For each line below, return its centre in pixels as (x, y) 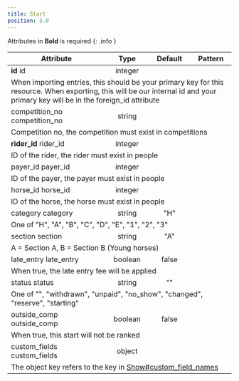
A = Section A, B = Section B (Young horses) (85, 248)
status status (33, 282)
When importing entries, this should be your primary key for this (117, 82)
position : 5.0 (28, 21)
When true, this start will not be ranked (75, 335)
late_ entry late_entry (45, 259)
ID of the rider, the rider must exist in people (85, 155)
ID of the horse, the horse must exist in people (88, 202)
